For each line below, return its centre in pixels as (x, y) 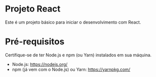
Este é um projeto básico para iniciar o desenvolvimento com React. (73, 22)
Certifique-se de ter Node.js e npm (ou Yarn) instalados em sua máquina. (78, 55)
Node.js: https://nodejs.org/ (40, 64)
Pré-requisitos (35, 42)
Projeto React (33, 9)
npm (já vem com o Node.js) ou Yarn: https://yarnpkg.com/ (71, 69)
